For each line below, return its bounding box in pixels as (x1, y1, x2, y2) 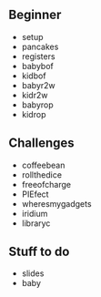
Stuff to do (8, 244, 70, 260)
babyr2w (21, 79, 56, 90)
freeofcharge (21, 179, 72, 189)
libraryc (21, 218, 51, 229)
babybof (21, 60, 54, 71)
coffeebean (21, 159, 66, 170)
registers (21, 50, 56, 62)
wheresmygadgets (21, 198, 92, 209)
